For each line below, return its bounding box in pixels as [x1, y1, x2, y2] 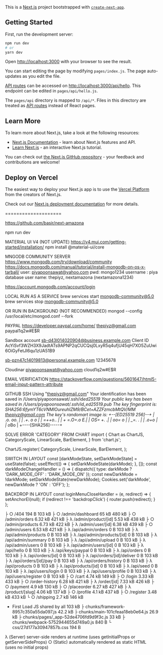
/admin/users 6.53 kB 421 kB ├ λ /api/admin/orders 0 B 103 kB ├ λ [5, 527, 139, 533]
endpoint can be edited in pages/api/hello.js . [5, 88, 98, 94]
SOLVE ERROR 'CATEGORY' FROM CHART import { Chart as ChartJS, [5, 431, 145, 437]
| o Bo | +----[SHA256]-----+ [5, 422, 63, 428]
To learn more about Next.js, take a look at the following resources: [5, 130, 140, 136]
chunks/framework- [85, 604, 126, 610]
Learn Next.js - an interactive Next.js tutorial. [12, 144, 102, 151]
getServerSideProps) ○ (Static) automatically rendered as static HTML [5, 639, 147, 645]
